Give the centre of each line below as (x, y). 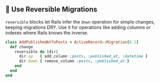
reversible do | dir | (36, 52)
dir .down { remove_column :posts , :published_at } (74, 61)
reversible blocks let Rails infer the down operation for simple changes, (80, 22)
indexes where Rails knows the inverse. (47, 33)
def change (22, 47)
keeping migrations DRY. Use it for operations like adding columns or (78, 27)
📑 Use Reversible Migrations (51, 9)
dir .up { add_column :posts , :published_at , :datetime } (83, 56)
